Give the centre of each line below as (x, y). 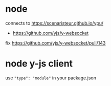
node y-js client (39, 64)
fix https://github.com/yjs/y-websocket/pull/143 (55, 43)
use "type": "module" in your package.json (51, 78)
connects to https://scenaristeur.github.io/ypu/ (54, 23)
